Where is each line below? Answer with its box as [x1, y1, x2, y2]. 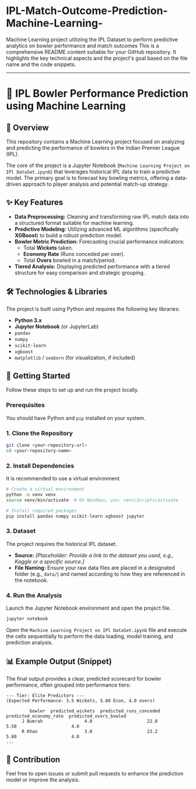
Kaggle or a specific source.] [14, 558, 85, 565]
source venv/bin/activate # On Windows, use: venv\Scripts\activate [6, 497, 179, 503]
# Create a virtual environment [6, 486, 85, 493]
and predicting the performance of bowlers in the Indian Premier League [6, 144, 180, 151]
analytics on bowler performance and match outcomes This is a [6, 42, 159, 49]
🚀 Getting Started [6, 371, 71, 381]
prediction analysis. [6, 638, 53, 645]
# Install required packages [6, 508, 77, 514]
